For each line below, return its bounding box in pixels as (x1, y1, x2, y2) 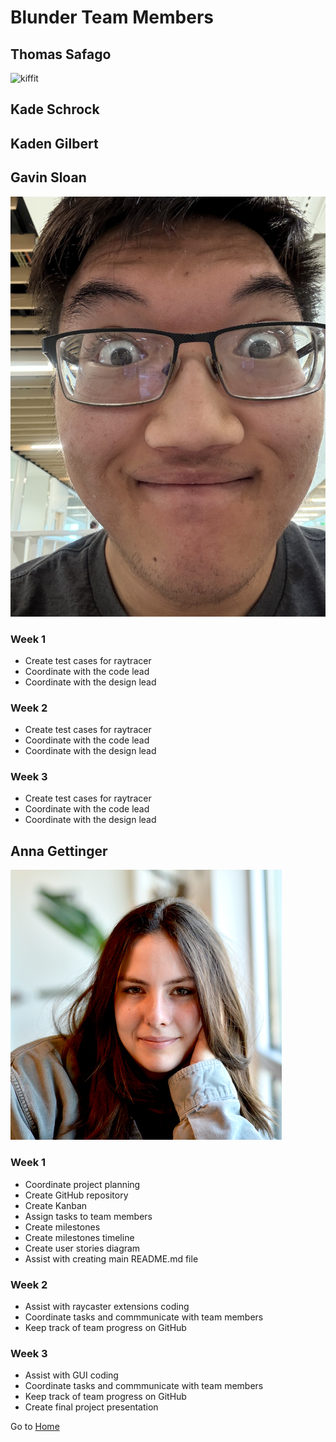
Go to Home (10, 1421, 60, 1433)
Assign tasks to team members (24, 1210, 153, 1222)
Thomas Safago (10, 46, 112, 63)
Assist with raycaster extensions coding (24, 1300, 190, 1312)
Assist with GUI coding (24, 1369, 119, 1381)
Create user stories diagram (24, 1242, 141, 1254)
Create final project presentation (24, 1401, 159, 1413)
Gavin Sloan (10, 169, 87, 186)
